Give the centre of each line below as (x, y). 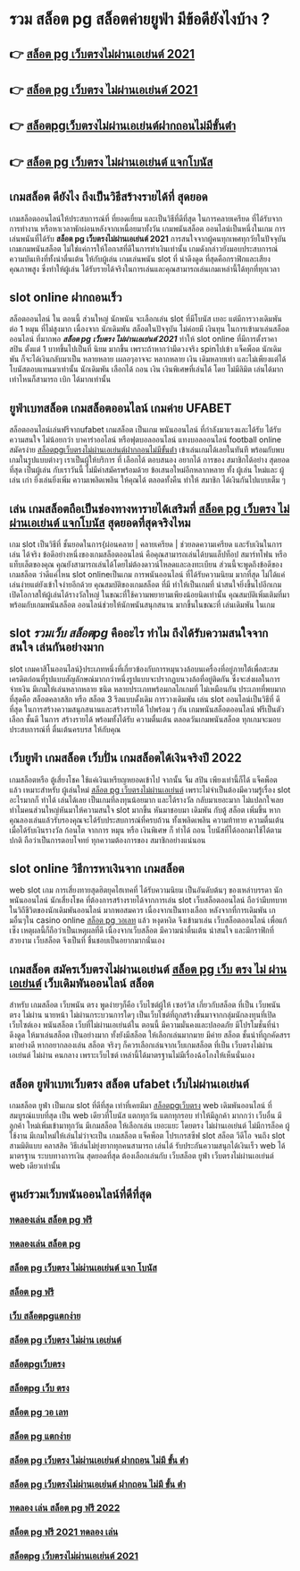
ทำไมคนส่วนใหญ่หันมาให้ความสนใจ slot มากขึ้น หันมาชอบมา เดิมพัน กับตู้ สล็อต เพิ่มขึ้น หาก (145, 809)
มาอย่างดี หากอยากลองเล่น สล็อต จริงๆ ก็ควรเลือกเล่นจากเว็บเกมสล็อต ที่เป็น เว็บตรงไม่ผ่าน (141, 1045)
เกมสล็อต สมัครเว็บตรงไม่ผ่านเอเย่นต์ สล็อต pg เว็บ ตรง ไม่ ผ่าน (148, 969)
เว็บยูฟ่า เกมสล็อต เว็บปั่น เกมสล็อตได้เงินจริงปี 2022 (126, 758)
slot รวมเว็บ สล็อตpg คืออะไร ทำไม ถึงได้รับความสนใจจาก (139, 633)
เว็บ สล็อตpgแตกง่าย (45, 1316)
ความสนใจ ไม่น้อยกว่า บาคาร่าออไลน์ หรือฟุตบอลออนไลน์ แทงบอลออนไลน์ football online (146, 440)
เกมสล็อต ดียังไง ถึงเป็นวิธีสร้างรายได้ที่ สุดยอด (108, 197)
